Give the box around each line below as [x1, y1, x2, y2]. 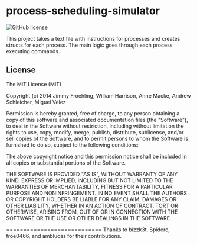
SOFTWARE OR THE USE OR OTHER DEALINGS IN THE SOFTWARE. [6, 214, 172, 221]
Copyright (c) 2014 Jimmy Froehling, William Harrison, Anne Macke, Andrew [6, 92, 191, 99]
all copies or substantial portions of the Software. [6, 159, 126, 166]
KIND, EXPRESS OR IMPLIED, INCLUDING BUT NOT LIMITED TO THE [6, 176, 173, 184]
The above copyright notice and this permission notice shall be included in [6, 153, 187, 160]
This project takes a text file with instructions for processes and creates [6, 35, 180, 42]
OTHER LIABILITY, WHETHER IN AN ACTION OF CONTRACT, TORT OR [6, 202, 178, 209]
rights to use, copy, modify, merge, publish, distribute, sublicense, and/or [6, 128, 184, 136]
